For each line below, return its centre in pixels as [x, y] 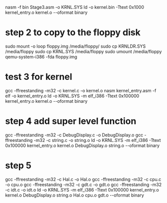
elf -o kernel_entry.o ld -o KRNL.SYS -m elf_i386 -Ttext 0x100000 [72, 96]
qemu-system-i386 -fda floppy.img [41, 57]
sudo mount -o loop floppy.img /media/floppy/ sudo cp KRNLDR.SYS [75, 46]
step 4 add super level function [71, 121]
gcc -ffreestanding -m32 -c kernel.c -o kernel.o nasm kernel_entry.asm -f [81, 90]
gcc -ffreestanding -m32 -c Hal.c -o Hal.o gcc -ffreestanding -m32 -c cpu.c [83, 179]
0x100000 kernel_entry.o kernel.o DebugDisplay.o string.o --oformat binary [83, 145]
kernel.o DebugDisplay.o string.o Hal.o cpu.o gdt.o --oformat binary [75, 195]
